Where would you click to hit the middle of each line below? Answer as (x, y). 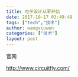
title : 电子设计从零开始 (33, 11)
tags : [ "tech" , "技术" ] (33, 22)
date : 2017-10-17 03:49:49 (39, 17)
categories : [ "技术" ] (32, 34)
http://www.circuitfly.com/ (38, 68)
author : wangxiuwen (30, 28)
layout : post (22, 39)
